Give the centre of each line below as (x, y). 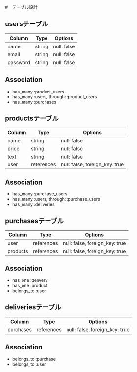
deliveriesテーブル (33, 307)
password (19, 62)
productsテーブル (32, 119)
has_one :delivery (30, 280)
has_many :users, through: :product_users (55, 96)
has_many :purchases (34, 102)
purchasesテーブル (34, 221)
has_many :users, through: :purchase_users (56, 199)
